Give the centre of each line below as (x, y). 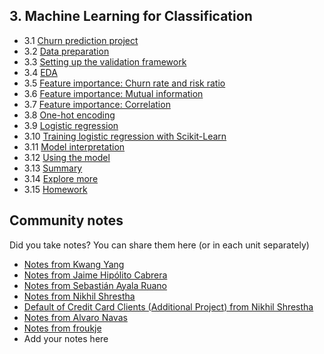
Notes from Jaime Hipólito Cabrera (95, 275)
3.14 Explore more (61, 178)
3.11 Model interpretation (74, 146)
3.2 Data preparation (66, 51)
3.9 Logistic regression (71, 125)
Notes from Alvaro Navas (75, 317)
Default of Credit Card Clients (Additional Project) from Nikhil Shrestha (168, 306)
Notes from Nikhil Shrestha (79, 296)
